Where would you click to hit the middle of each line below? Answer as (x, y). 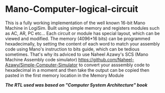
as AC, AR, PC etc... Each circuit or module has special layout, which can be (82, 33)
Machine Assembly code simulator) (41, 59)
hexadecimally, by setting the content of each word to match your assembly (82, 44)
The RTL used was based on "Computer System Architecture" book (76, 85)
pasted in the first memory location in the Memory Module (64, 75)
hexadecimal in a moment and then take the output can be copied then (77, 70)
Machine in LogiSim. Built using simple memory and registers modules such (82, 28)
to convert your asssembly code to (114, 65)
